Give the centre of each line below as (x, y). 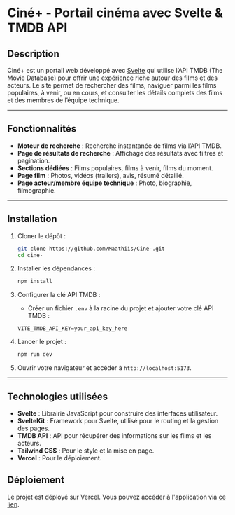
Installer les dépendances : (56, 268)
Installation (32, 219)
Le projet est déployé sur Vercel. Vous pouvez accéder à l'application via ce (116, 497)
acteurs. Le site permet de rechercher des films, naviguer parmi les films (112, 85)
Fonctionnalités (42, 129)
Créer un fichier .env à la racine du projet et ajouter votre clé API (121, 308)
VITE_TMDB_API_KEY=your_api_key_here (72, 329)
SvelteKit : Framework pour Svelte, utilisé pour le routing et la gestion (118, 420)
